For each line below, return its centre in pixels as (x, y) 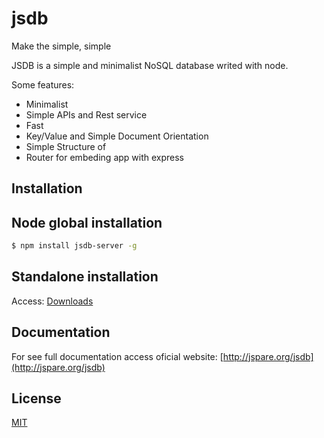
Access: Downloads (52, 301)
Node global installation (87, 222)
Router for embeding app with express (105, 157)
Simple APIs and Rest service (86, 114)
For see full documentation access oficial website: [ (117, 356)
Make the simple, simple (61, 46)
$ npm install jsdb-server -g (74, 246)
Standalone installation (85, 277)
